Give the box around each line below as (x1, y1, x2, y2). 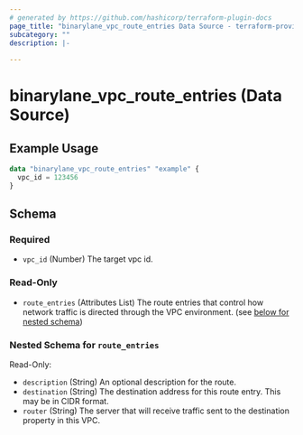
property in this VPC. (22, 415, 101, 426)
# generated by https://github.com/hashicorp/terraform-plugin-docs (9, 13, 272, 23)
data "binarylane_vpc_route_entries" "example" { (9, 164, 200, 174)
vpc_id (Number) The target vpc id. (22, 254, 153, 264)
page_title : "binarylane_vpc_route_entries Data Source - (9, 22, 232, 31)
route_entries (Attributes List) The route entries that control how (22, 297, 264, 308)
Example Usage (9, 141, 99, 156)
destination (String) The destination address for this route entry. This (22, 386, 281, 397)
